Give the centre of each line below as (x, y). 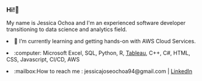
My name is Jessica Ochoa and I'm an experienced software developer (96, 23)
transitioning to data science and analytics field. (67, 29)
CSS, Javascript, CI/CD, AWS (43, 60)
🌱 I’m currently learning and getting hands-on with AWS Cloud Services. (105, 41)
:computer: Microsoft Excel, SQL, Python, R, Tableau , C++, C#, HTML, (103, 53)
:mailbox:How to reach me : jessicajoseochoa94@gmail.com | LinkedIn (103, 71)
